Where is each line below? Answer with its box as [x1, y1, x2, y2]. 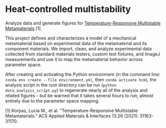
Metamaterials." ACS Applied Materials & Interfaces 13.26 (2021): [5, 112, 139, 118]
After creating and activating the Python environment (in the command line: [5, 71, 160, 77]
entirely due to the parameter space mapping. [5, 97, 100, 103]
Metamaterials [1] [5, 25, 41, 31]
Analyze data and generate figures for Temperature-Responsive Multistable [5, 20, 161, 26]
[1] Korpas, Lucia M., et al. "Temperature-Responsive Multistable [5, 107, 138, 113]
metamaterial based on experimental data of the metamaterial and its [5, 40, 147, 46]
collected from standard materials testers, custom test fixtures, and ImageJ [5, 51, 160, 57]
